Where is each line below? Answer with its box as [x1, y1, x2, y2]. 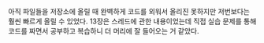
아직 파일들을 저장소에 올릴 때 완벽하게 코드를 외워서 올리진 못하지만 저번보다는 [8, 7, 251, 16]
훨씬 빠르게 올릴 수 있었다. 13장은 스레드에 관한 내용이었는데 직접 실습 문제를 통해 [8, 16, 257, 26]
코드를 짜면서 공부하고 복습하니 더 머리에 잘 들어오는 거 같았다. [8, 27, 199, 35]
